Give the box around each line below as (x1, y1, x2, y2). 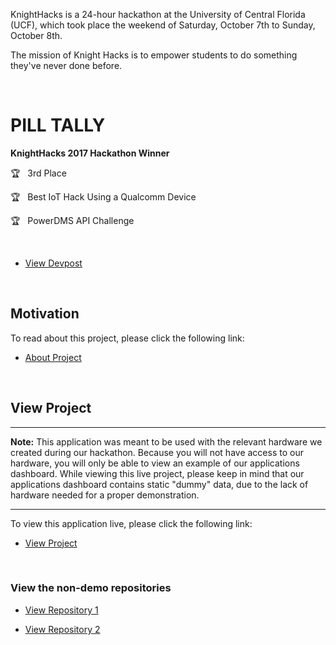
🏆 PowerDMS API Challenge (10, 214, 135, 226)
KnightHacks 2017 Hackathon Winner (10, 147, 170, 159)
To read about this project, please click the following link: (10, 332, 245, 344)
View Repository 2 (24, 623, 101, 635)
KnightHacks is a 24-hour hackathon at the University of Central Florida (10, 9, 306, 20)
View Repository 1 (24, 604, 99, 616)
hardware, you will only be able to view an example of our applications (10, 457, 300, 469)
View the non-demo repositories (10, 581, 172, 595)
